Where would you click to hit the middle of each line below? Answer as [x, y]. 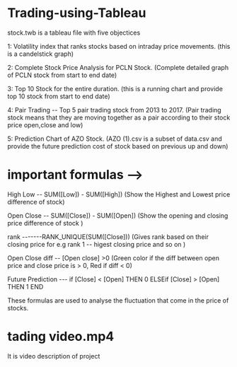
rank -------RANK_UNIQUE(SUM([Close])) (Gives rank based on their [108, 237]
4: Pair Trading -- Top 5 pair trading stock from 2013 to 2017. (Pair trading [114, 110]
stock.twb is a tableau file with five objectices [74, 33]
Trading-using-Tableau [77, 13]
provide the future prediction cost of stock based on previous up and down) [118, 146]
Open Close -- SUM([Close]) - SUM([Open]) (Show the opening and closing [118, 215]
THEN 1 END [25, 286]
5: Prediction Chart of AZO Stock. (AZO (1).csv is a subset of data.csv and [115, 139]
